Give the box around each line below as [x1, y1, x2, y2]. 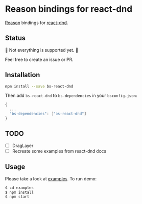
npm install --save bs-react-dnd [5, 84, 73, 89]
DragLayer [12, 143, 34, 148]
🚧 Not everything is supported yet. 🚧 [5, 47, 78, 53]
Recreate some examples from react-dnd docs [12, 148, 107, 154]
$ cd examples [5, 185, 34, 190]
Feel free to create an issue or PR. [5, 57, 73, 62]
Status [5, 34, 26, 42]
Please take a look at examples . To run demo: [5, 175, 97, 181]
